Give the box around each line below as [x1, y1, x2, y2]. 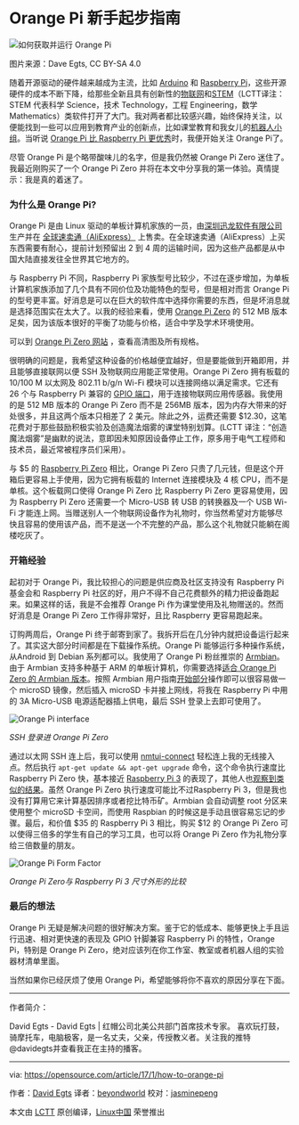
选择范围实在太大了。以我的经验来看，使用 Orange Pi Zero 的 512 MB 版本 [16, 306, 287, 317]
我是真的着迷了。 [24, 174, 87, 184]
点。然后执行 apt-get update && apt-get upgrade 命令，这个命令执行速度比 [9, 762, 287, 772]
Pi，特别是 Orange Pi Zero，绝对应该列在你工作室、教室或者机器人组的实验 [9, 944, 285, 955]
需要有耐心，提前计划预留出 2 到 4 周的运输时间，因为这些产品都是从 [24, 242, 278, 254]
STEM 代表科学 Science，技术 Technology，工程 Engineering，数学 [9, 99, 258, 110]
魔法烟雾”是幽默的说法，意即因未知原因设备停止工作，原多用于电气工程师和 [9, 433, 287, 444]
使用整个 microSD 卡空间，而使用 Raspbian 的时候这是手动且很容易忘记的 [9, 806, 279, 817]
